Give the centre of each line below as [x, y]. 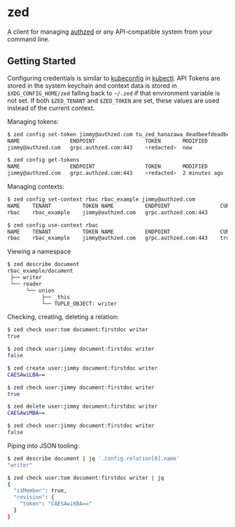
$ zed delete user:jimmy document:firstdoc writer [83, 407]
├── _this [56, 297]
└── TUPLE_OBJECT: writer [79, 303]
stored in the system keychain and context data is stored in [92, 86]
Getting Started [42, 61]
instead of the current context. [51, 108]
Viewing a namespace [39, 252]
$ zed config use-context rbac [53, 225]
